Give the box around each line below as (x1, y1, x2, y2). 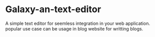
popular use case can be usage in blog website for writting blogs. (5, 25, 143, 31)
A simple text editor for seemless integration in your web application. (5, 20, 150, 26)
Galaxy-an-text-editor (5, 4, 101, 15)
